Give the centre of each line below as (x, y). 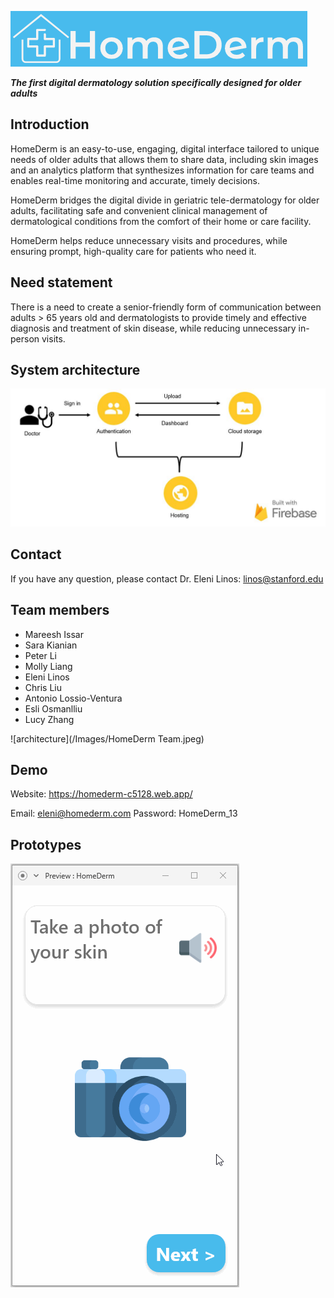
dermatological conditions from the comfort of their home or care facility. (161, 221)
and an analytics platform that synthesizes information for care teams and (162, 170)
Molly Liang (48, 666)
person (25, 338)
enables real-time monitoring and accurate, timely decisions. (135, 180)
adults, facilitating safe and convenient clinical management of (139, 210)
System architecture (75, 370)
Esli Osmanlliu (53, 708)
